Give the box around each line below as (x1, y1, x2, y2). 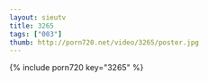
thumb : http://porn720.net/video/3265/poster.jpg (9, 37, 200, 47)
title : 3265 (9, 21, 54, 30)
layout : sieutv (9, 12, 67, 22)
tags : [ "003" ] (9, 29, 63, 38)
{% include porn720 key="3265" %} (9, 62, 144, 73)
